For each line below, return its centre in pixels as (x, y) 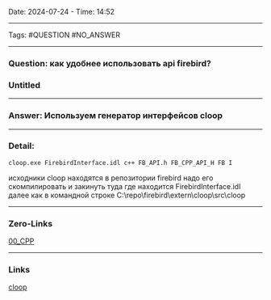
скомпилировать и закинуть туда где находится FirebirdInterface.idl (125, 186)
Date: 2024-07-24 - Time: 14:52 (62, 12)
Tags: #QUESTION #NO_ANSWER (65, 35)
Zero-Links (31, 223)
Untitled (25, 85)
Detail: (21, 146)
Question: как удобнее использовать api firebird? (110, 63)
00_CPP (21, 241)
